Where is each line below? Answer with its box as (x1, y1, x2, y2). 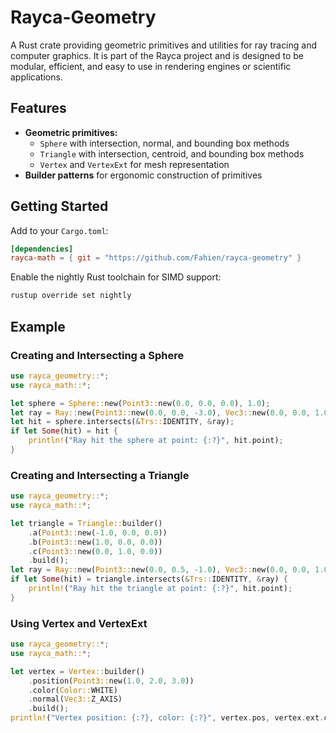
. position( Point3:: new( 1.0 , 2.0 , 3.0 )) (28, 676, 195, 686)
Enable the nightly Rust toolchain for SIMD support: (10, 271, 222, 283)
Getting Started (10, 198, 109, 215)
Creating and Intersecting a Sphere (10, 348, 185, 362)
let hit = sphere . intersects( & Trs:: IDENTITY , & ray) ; (10, 417, 235, 427)
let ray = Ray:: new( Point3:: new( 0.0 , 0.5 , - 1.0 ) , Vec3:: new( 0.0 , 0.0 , (10, 565, 311, 575)
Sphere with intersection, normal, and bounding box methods (39, 137, 290, 149)
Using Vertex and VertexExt (10, 616, 148, 630)
